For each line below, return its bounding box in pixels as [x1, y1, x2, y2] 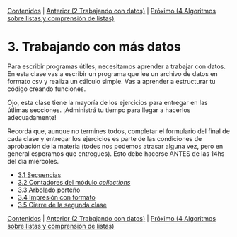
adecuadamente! [7, 113, 57, 121]
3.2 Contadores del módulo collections [17, 178, 131, 186]
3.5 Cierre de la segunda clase [17, 200, 108, 209]
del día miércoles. [7, 157, 59, 165]
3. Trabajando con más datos [7, 39, 182, 55]
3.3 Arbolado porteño [17, 186, 81, 194]
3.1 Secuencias [17, 170, 62, 179]
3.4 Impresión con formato [17, 193, 96, 201]
